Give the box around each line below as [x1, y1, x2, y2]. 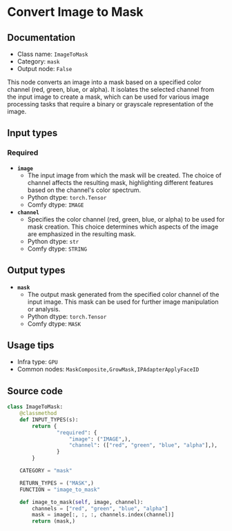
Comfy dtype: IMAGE [27, 200, 84, 209]
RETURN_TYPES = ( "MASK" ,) [19, 479, 95, 487]
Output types [7, 264, 66, 276]
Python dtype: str [27, 237, 79, 245]
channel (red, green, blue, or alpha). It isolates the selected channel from [7, 86, 215, 93]
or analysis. [27, 305, 61, 313]
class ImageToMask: [7, 403, 64, 411]
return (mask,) [32, 518, 76, 525]
